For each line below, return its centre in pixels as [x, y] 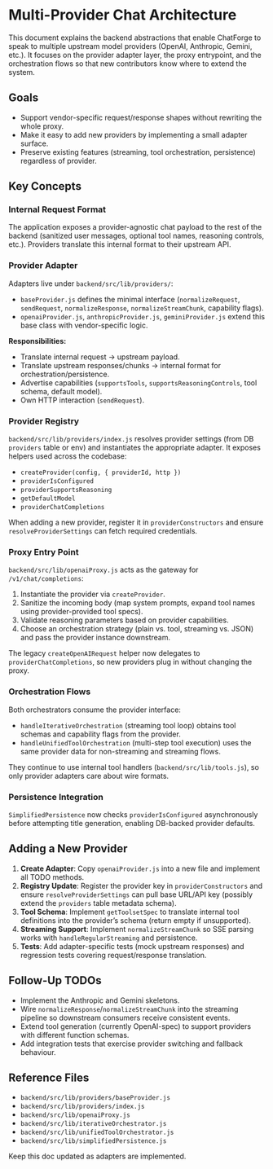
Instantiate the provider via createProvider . [92, 594]
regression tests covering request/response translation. [113, 955]
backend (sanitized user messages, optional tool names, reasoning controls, [136, 236]
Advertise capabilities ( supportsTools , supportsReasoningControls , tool [139, 382]
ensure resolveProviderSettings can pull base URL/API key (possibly [136, 894]
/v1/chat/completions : [46, 578]
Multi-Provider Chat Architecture [123, 15]
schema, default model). [61, 391]
